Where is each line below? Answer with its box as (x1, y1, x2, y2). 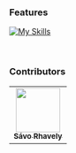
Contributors (9, 65, 66, 78)
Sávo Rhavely (13, 131, 63, 142)
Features (9, 6, 49, 19)
